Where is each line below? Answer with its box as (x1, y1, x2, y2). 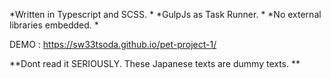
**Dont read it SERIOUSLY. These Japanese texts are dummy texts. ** (9, 58, 301, 69)
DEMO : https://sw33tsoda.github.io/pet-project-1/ (9, 39, 217, 50)
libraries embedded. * (9, 19, 99, 31)
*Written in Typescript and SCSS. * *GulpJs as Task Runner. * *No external (9, 9, 322, 20)
